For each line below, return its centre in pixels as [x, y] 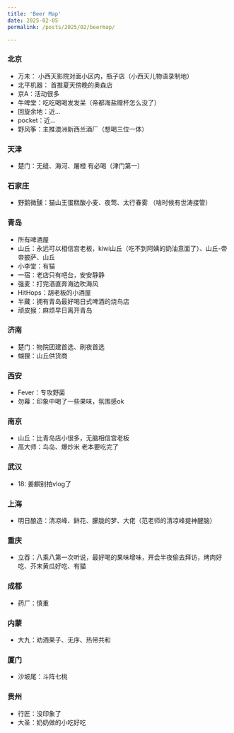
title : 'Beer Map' [34, 14]
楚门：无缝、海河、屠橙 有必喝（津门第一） [80, 165]
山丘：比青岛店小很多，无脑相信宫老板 [73, 438]
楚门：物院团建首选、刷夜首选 [61, 346]
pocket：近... [36, 120]
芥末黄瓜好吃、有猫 [58, 566]
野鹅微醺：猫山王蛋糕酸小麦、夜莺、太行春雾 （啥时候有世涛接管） [115, 203]
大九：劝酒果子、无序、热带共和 [64, 640]
